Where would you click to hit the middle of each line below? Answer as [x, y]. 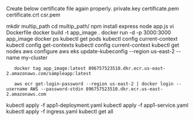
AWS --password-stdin [57, 89]
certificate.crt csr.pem [33, 15]
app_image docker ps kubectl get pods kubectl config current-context [92, 39]
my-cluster [34, 58]
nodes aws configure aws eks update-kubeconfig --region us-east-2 [90, 51]
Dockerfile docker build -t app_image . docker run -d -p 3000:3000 [89, 32]
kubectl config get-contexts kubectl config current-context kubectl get [93, 45]
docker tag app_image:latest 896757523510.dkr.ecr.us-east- [90, 68]
